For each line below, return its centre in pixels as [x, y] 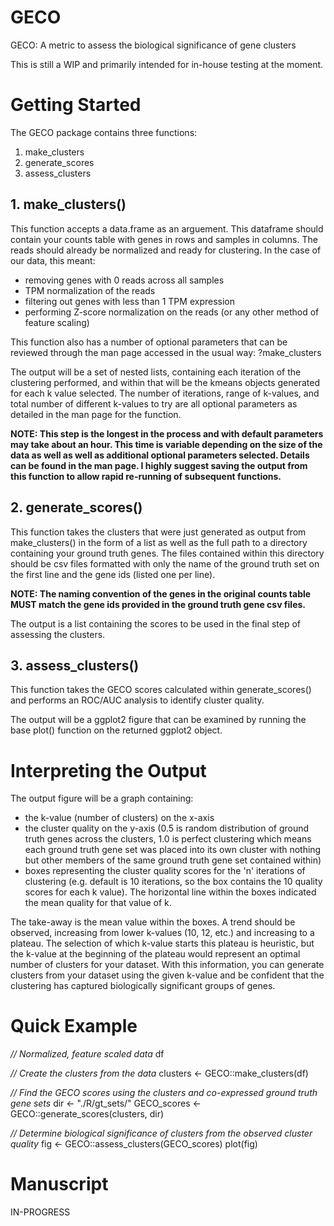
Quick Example [74, 1026]
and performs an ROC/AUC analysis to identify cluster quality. [137, 700]
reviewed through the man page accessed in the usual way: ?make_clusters [166, 352]
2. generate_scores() [76, 507]
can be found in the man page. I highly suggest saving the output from [159, 465]
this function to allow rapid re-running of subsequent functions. [146, 476]
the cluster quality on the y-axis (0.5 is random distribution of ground [167, 828]
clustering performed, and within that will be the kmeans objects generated [165, 382]
